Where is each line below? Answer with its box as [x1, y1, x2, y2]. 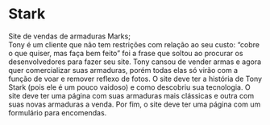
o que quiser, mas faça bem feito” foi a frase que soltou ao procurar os [8, 48, 243, 58]
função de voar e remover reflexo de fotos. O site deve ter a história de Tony [8, 74, 263, 83]
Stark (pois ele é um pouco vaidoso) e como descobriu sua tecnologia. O [8, 82, 251, 92]
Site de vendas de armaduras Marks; [8, 31, 131, 41]
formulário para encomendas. [8, 107, 107, 117]
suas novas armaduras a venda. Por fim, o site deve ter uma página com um [8, 99, 261, 109]
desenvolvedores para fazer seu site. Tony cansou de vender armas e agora [8, 57, 262, 67]
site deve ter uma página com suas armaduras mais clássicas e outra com [8, 91, 255, 100]
